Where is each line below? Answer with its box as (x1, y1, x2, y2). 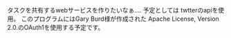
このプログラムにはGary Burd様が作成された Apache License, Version (20, 15, 219, 23)
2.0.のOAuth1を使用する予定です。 (7, 23, 104, 31)
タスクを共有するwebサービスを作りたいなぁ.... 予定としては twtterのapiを (7, 6, 219, 14)
